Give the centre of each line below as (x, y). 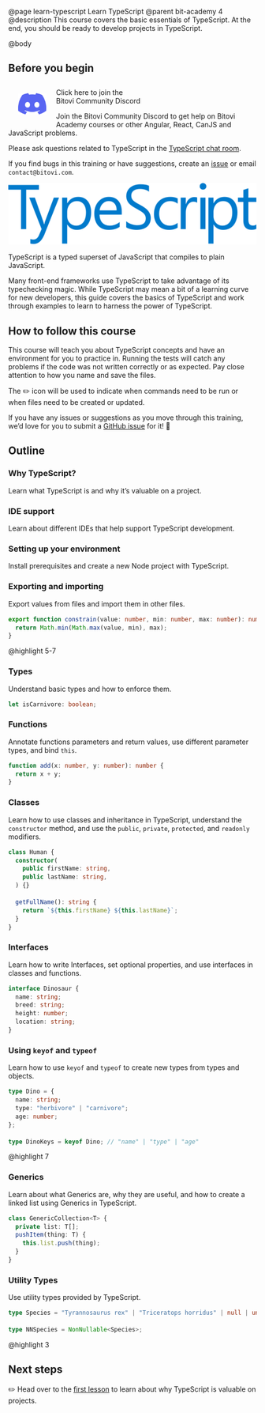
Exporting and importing (56, 587)
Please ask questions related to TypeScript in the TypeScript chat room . (125, 148)
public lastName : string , (65, 877)
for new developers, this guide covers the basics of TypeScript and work (126, 298)
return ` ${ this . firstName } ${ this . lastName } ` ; (100, 910)
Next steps (35, 1370)
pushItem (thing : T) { (51, 1235)
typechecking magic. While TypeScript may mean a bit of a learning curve (129, 289)
